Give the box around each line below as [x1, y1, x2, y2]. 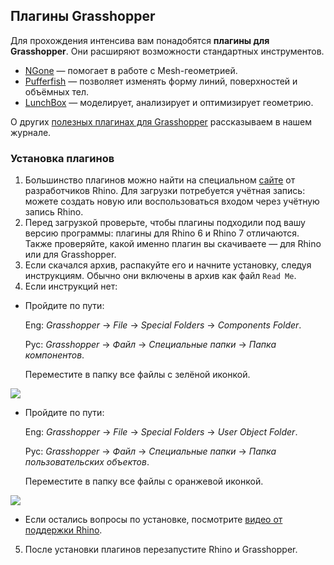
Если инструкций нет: [24, 280, 118, 293]
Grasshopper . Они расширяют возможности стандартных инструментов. [10, 45, 325, 57]
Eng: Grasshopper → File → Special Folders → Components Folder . [24, 319, 302, 331]
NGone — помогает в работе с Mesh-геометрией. [24, 64, 238, 76]
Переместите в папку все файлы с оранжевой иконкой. [24, 475, 264, 488]
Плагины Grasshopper [10, 8, 156, 25]
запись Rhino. [24, 206, 84, 218]
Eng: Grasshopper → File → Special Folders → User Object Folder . [24, 426, 298, 438]
